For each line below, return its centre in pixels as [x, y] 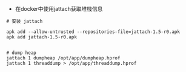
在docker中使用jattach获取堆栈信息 [59, 9]
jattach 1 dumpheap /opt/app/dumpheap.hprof [63, 58]
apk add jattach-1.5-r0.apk [42, 37]
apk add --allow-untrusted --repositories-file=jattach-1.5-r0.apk [93, 32]
